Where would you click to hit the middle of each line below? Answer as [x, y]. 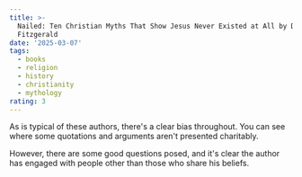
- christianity [46, 84]
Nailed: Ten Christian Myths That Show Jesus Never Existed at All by [152, 26]
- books [32, 59]
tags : [19, 51]
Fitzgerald [38, 34]
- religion [38, 68]
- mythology [40, 93]
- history [36, 76]
